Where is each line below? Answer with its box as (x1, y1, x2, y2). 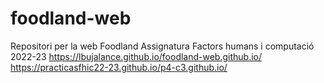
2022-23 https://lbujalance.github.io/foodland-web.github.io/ (10, 50, 263, 62)
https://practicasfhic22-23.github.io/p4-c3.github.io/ (10, 61, 228, 73)
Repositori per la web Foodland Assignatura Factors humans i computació (10, 40, 315, 52)
